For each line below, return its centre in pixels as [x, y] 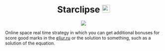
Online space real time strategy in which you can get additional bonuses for [82, 32]
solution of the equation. [30, 43]
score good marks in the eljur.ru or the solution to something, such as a [78, 38]
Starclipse [79, 10]
